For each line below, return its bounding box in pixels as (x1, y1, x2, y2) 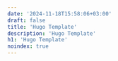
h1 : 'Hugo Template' (7, 36, 69, 43)
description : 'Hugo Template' (7, 29, 97, 37)
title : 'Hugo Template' (7, 23, 78, 30)
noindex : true (7, 43, 49, 50)
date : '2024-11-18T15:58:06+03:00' (7, 10, 112, 18)
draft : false (7, 17, 46, 24)
